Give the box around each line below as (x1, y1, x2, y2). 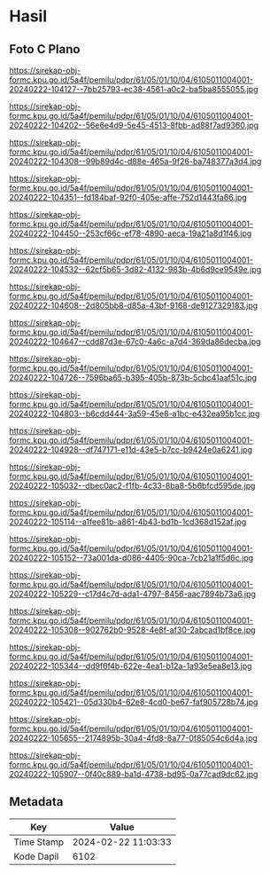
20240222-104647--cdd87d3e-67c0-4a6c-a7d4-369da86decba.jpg (9, 336, 261, 347)
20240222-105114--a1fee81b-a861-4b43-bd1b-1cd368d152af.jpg (9, 516, 247, 527)
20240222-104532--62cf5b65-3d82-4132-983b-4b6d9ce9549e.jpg (9, 264, 262, 274)
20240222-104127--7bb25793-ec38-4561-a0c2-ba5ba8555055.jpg (9, 84, 258, 94)
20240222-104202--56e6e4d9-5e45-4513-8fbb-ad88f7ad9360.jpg (9, 120, 259, 130)
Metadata (9, 794, 64, 809)
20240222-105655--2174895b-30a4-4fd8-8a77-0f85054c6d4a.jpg (9, 733, 258, 743)
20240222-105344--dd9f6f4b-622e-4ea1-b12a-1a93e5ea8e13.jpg (9, 661, 252, 671)
